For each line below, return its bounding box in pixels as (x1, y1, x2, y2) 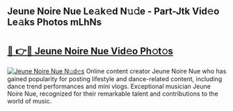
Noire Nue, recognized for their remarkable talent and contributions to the (7, 89, 219, 98)
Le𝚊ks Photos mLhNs (7, 17, 102, 28)
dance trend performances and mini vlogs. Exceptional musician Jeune (7, 83, 211, 90)
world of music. (7, 97, 52, 105)
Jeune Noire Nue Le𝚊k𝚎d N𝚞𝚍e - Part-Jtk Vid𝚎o (7, 6, 220, 17)
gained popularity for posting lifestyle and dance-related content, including (7, 75, 223, 83)
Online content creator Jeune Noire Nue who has (86, 67, 227, 75)
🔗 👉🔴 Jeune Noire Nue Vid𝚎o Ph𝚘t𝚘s (7, 45, 174, 57)
